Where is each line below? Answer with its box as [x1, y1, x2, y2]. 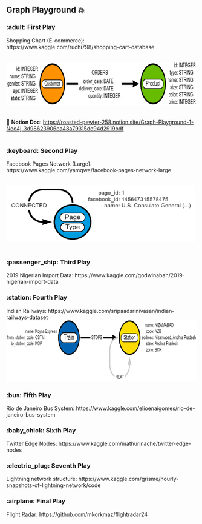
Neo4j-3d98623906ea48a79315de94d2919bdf [6, 124, 124, 132]
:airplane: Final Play [6, 497, 65, 505]
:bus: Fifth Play [6, 391, 51, 399]
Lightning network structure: [6, 475, 77, 483]
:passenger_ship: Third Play [6, 258, 91, 266]
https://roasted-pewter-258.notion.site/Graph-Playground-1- [42, 118, 194, 126]
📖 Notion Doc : [6, 118, 42, 126]
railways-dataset [6, 314, 48, 321]
